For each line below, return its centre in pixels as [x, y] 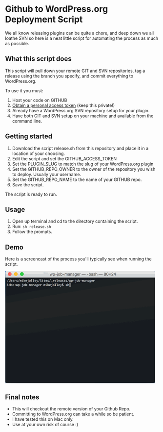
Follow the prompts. [32, 232]
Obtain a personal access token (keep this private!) [63, 105]
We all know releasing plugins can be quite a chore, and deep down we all [80, 33]
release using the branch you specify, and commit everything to [69, 76]
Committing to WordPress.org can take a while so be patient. [73, 414]
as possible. [17, 43]
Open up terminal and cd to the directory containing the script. [75, 221]
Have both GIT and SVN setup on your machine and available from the [83, 116]
